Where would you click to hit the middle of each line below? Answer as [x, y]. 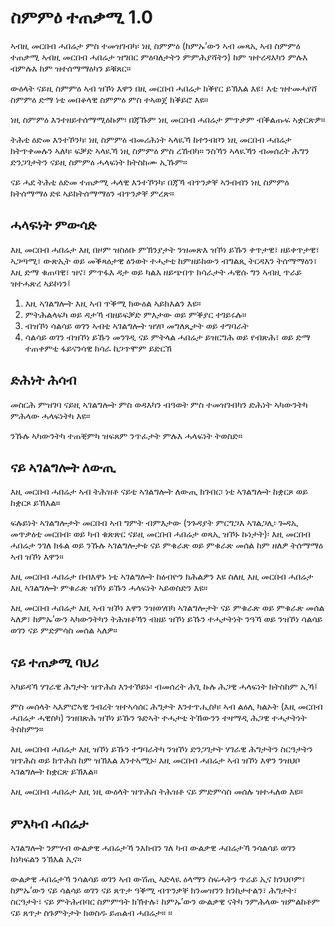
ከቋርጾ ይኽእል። [35, 503]
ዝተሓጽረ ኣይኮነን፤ [41, 283]
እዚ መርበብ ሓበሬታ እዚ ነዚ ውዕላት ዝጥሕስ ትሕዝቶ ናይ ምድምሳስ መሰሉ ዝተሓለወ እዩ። [156, 792]
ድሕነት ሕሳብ [43, 380]
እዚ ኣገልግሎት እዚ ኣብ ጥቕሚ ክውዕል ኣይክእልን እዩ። [113, 303]
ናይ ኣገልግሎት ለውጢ [63, 467]
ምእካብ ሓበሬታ [49, 823]
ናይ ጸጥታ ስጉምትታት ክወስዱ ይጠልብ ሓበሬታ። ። [91, 912]
